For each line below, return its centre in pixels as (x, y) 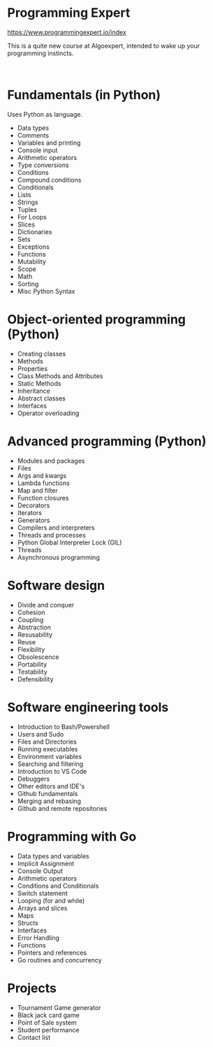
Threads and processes (51, 535)
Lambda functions (43, 483)
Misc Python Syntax (46, 291)
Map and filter (37, 490)
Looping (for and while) (51, 900)
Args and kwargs (42, 475)
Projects (32, 988)
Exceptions (34, 247)
